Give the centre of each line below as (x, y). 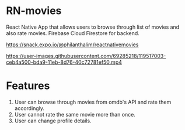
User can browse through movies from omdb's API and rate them (93, 102)
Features (28, 86)
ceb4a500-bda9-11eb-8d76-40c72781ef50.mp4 (64, 62)
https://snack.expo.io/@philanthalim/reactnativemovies (72, 45)
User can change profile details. (53, 121)
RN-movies (34, 11)
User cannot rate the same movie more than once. (75, 114)
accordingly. (29, 108)
